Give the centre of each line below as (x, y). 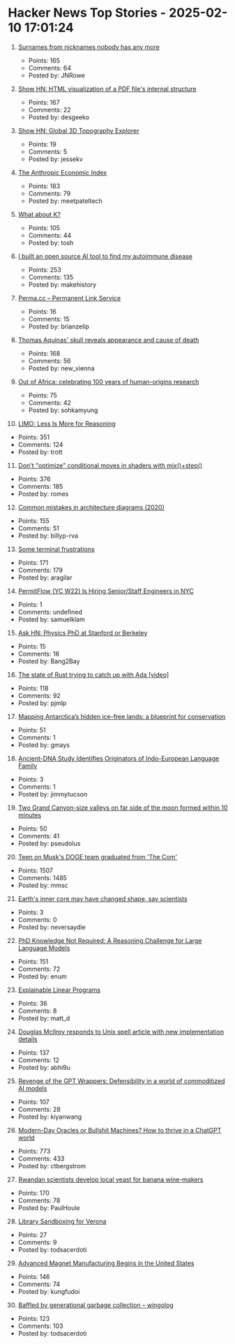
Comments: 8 (37, 1011)
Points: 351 (34, 437)
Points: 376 (34, 478)
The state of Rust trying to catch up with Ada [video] (93, 674)
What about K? (39, 214)
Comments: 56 (50, 361)
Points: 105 (44, 227)
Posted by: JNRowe (57, 75)
